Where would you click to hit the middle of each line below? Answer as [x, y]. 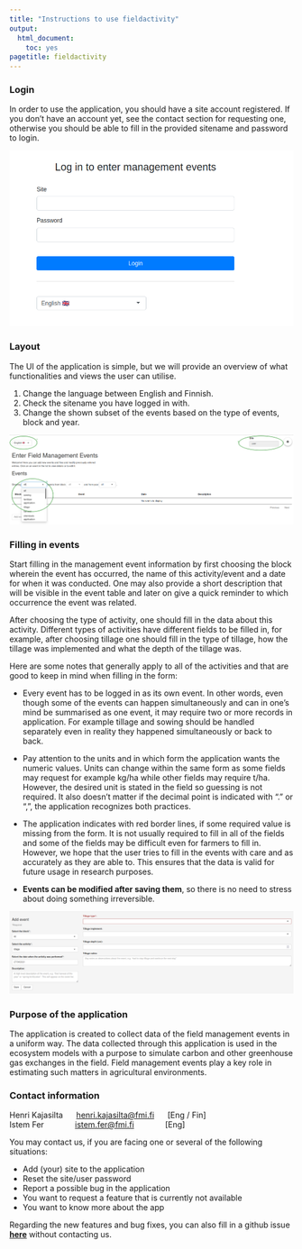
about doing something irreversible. [88, 899]
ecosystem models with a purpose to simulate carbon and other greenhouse [151, 1053]
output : [24, 28]
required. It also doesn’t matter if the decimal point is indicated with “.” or [158, 797]
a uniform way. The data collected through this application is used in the [143, 1043]
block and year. [51, 422]
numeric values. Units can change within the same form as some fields [154, 768]
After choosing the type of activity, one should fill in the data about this [141, 620]
